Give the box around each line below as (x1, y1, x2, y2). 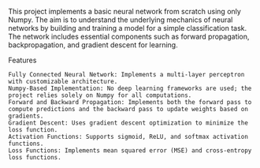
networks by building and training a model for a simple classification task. (8, 24, 247, 32)
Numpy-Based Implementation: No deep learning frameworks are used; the (8, 84, 252, 92)
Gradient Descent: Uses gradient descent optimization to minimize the (8, 119, 248, 127)
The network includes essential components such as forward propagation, (8, 32, 250, 41)
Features (8, 55, 37, 65)
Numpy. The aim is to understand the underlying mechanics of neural (8, 15, 233, 24)
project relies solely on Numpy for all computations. (8, 91, 192, 99)
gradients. (8, 112, 44, 120)
